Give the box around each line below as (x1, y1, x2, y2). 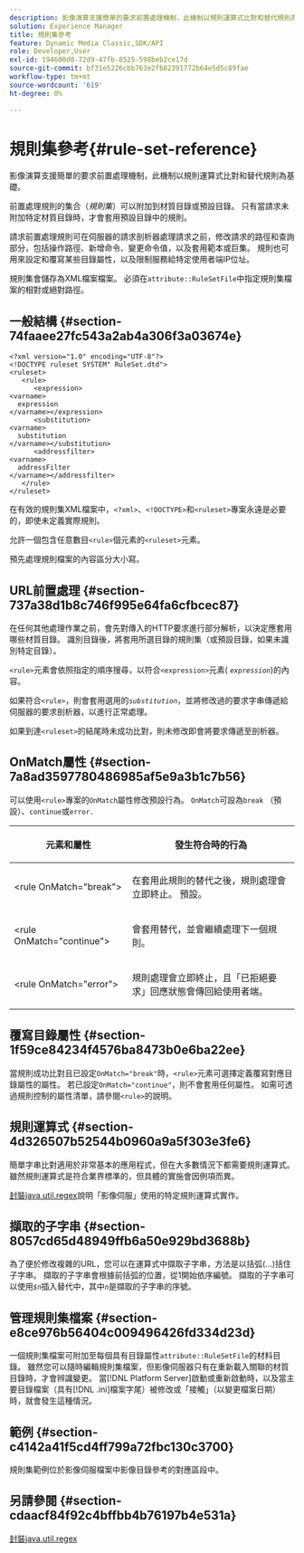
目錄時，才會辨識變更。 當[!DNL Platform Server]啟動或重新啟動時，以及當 (9, 1373, 287, 1384)
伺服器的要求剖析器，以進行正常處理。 (9, 707, 152, 718)
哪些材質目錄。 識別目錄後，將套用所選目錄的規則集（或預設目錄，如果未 (9, 634, 281, 645)
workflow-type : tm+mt (9, 72, 91, 81)
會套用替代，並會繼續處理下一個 (131, 922, 269, 935)
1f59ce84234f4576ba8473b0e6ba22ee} (9, 1043, 246, 1058)
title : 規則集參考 (9, 30, 72, 39)
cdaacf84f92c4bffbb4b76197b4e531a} (9, 1508, 237, 1523)
